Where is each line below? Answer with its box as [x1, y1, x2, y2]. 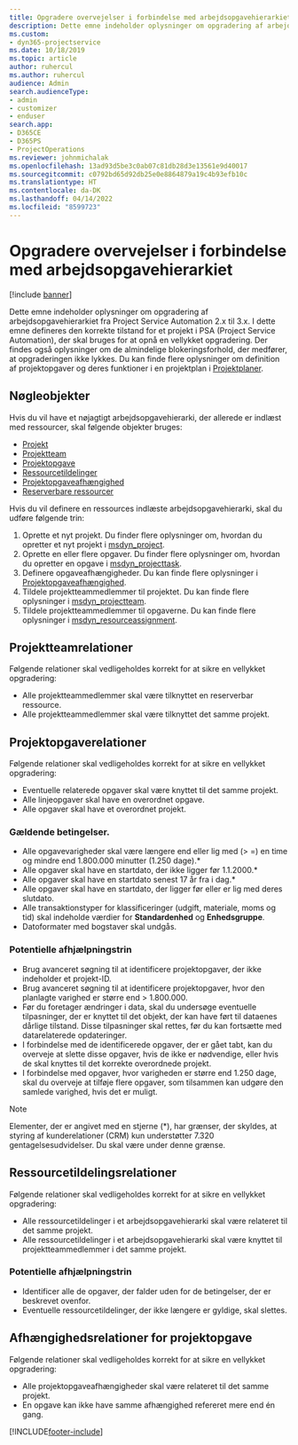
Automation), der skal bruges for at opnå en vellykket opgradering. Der [9, 334, 269, 345]
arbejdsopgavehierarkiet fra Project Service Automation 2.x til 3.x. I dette [9, 316, 276, 326]
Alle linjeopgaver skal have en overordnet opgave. [21, 795, 206, 805]
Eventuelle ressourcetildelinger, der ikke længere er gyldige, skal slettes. [21, 1305, 287, 1315]
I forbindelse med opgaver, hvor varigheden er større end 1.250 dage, [21, 1067, 277, 1078]
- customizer [9, 104, 58, 113]
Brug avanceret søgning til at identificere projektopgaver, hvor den [21, 982, 265, 993]
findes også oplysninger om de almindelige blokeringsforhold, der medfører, [9, 343, 288, 355]
